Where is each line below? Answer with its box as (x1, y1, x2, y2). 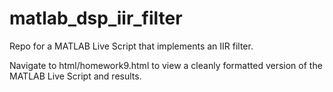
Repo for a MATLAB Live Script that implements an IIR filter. (9, 40, 254, 52)
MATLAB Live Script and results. (9, 70, 142, 82)
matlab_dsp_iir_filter (9, 7, 183, 30)
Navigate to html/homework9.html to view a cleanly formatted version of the (9, 59, 323, 71)
